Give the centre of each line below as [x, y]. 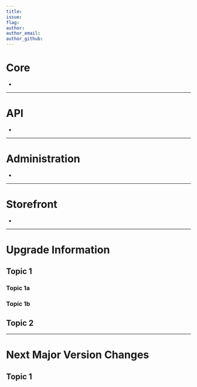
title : [14, 11]
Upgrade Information [58, 250]
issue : [14, 17]
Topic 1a [18, 288]
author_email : [23, 33]
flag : [13, 22]
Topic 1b [18, 304]
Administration [43, 159]
